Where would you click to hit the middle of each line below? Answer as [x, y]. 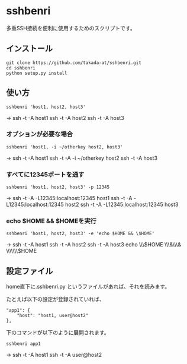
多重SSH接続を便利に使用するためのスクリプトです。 [71, 28]
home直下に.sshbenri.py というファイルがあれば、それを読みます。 [88, 287]
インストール [30, 49]
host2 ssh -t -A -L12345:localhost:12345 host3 [122, 205]
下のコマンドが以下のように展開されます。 [58, 333]
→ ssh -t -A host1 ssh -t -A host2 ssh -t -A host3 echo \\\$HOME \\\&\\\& [94, 245]
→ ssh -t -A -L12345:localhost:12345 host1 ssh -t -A [69, 198]
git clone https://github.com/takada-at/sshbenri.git [74, 63]
